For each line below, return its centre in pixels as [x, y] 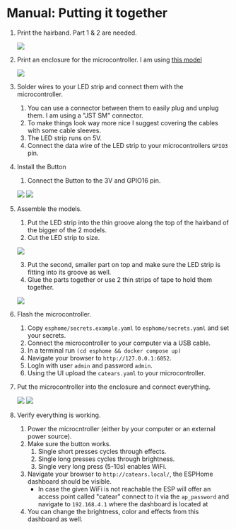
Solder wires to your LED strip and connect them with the [100, 86]
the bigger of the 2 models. [67, 230]
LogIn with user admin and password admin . [90, 365]
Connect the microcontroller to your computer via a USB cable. [119, 343]
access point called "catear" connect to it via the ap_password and [134, 496]
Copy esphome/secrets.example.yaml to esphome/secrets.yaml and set [128, 328]
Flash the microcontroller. [54, 314]
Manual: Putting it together [87, 13]
